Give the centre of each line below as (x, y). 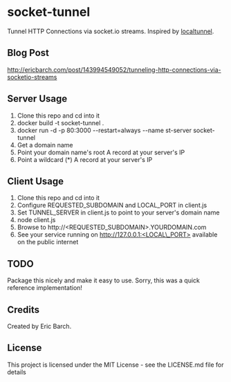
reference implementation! (45, 288)
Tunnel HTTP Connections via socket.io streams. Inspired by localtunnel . (111, 31)
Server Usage (37, 99)
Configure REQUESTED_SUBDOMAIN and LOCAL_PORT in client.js (112, 206)
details (17, 372)
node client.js (36, 220)
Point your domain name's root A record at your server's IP (101, 152)
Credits (24, 310)
